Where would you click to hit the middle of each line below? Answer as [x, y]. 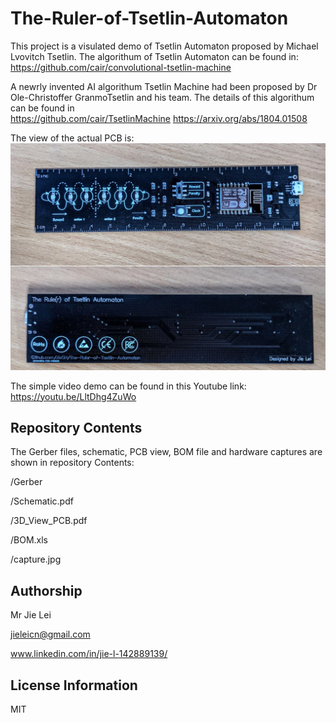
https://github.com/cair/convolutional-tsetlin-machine [121, 67]
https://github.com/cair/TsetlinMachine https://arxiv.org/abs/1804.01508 [159, 118]
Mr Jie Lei [31, 615]
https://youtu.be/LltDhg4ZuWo [73, 396]
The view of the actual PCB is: [72, 138]
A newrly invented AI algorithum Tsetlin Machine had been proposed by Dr [164, 86]
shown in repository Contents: [72, 463]
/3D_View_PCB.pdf [49, 521]
